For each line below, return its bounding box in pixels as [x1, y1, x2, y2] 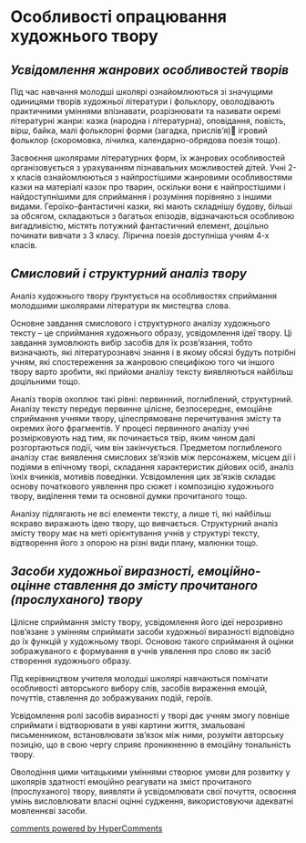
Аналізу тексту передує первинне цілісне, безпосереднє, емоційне [10, 403, 272, 414]
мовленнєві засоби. [10, 805, 87, 816]
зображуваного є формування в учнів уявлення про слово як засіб [10, 645, 271, 656]
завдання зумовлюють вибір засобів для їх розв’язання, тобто [10, 337, 253, 348]
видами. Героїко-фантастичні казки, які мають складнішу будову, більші [10, 201, 293, 212]
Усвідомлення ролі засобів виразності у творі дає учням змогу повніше [10, 710, 291, 721]
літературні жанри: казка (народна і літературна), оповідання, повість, [10, 116, 286, 126]
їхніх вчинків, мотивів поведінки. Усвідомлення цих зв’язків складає [10, 471, 277, 482]
